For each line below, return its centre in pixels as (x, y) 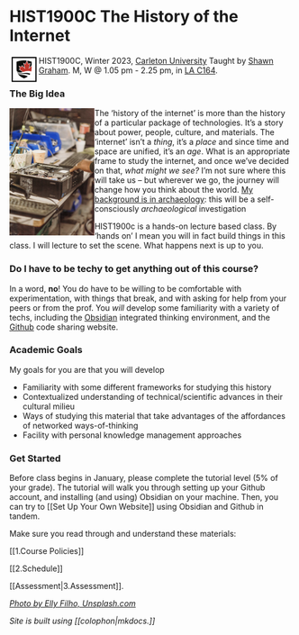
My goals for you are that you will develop (87, 369)
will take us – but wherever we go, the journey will (186, 180)
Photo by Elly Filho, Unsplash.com (73, 603)
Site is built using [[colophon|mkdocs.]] (82, 621)
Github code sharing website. (64, 327)
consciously (117, 209)
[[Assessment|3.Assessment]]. (67, 586)
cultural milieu (48, 406)
